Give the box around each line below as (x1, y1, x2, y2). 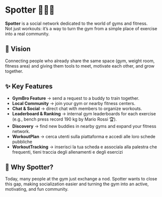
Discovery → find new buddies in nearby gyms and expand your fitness (12, 123, 157, 129)
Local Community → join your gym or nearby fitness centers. (12, 100, 135, 106)
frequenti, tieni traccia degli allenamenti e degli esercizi (12, 149, 123, 155)
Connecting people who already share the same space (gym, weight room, (5, 58, 155, 64)
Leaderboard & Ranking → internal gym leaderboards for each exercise (12, 110, 156, 116)
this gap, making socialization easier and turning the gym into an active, (5, 181, 149, 187)
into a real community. (5, 31, 50, 36)
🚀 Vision (5, 45, 31, 53)
